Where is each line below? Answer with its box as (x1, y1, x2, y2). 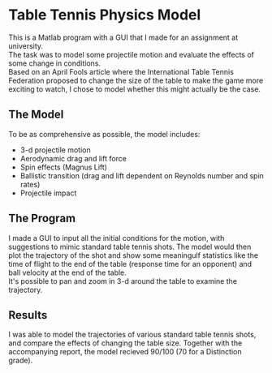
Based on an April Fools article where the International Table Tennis (8, 66, 234, 76)
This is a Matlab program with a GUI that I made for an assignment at (8, 32, 239, 42)
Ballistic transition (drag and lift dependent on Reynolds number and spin (19, 170, 264, 180)
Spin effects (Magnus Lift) (19, 162, 108, 172)
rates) (19, 179, 41, 189)
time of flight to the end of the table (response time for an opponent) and (8, 259, 253, 268)
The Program (8, 212, 76, 225)
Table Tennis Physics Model (8, 6, 201, 24)
